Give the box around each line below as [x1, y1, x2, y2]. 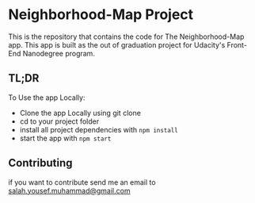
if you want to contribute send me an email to [8, 177, 156, 187]
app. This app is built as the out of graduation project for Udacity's [8, 40, 226, 49]
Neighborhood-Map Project [8, 6, 194, 24]
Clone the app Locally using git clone [19, 108, 141, 117]
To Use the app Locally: [8, 93, 86, 102]
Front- [226, 40, 248, 49]
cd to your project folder [19, 117, 100, 126]
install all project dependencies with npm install [19, 124, 178, 134]
